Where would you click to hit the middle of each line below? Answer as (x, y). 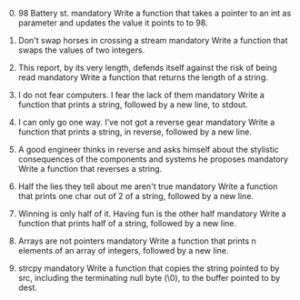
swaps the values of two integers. (81, 50)
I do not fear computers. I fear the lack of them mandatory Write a (141, 95)
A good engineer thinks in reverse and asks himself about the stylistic (148, 150)
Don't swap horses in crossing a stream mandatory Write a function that (153, 40)
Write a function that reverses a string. (90, 169)
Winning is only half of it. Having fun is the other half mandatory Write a (152, 214)
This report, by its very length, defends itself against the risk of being (147, 68)
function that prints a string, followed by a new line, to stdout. (133, 105)
